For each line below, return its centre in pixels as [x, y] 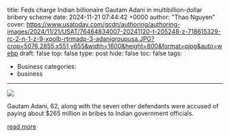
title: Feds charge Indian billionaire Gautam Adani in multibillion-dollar [105, 10]
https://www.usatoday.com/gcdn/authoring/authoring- [103, 24]
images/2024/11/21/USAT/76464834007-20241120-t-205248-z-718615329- [114, 31]
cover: [16, 24]
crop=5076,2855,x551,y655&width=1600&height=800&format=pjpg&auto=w [115, 46]
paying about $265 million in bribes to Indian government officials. [100, 113]
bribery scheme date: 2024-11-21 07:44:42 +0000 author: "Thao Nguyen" [111, 17]
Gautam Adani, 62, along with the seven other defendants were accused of [113, 106]
